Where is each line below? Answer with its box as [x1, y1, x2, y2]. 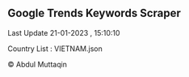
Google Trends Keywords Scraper [7, 6, 181, 20]
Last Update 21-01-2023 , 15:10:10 [7, 28, 120, 37]
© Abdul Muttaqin [7, 59, 68, 69]
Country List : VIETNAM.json [7, 44, 103, 53]
